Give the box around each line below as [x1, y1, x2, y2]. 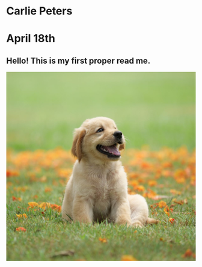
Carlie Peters [6, 4, 73, 18]
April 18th [6, 32, 55, 46]
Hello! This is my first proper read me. [6, 55, 151, 66]
